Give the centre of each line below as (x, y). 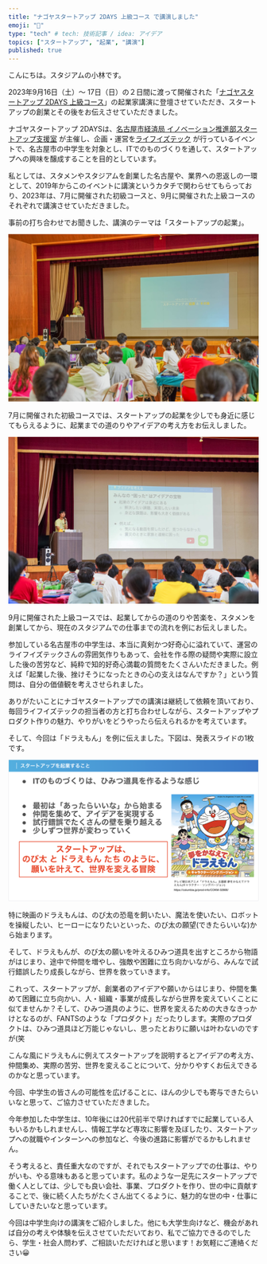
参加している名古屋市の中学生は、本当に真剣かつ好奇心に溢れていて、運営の (133, 645)
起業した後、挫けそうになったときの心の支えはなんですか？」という (140, 674)
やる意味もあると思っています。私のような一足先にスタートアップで (147, 1176)
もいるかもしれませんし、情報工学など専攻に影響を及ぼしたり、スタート (126, 1129)
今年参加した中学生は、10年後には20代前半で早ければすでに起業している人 (131, 1119)
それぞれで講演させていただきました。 (71, 206)
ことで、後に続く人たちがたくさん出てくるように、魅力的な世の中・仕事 (133, 1196)
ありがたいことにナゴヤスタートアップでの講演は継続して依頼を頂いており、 (133, 701)
